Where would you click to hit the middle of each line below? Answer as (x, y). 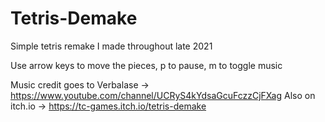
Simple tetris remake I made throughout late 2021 (111, 46)
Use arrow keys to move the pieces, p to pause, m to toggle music (146, 65)
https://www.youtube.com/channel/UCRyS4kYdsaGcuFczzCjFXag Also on (163, 95)
